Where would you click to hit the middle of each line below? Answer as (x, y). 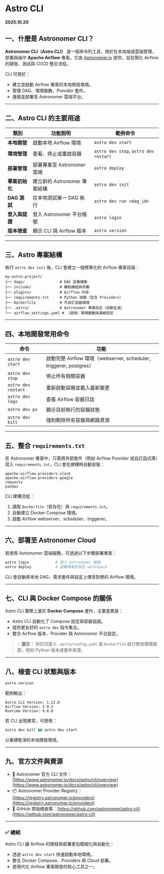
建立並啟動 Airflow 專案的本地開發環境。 (53, 84)
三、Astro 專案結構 (34, 255)
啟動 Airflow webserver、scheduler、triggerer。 (61, 519)
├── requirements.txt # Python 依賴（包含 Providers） (64, 298)
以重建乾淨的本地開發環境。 (33, 740)
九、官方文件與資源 (34, 761)
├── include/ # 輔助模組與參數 (47, 287)
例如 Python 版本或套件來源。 (55, 650)
